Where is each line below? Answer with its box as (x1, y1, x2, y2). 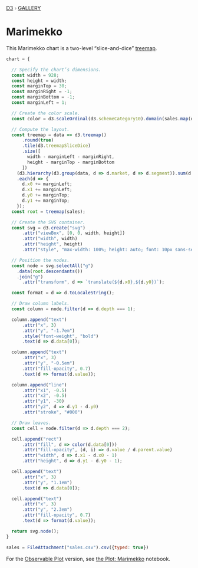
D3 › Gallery (6, 5, 41, 11)
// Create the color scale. (11, 110, 81, 116)
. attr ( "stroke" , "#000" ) (21, 409, 83, 415)
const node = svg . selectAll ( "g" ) (11, 262, 94, 269)
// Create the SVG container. (11, 219, 85, 225)
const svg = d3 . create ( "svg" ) (11, 225, 85, 231)
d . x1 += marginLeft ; (21, 187, 72, 193)
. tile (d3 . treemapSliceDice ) (21, 143, 91, 149)
